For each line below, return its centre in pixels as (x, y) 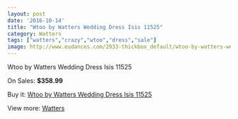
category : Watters (34, 34)
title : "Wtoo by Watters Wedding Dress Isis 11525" (85, 27)
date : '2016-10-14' (36, 21)
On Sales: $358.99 (35, 81)
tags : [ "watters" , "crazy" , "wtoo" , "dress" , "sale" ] (82, 40)
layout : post (27, 14)
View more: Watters (36, 108)
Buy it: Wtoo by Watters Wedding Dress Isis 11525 (80, 94)
